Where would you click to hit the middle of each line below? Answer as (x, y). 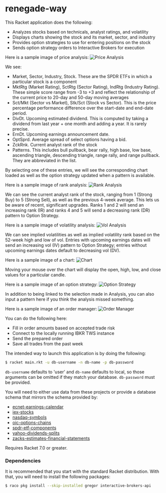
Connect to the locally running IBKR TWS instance (63, 333)
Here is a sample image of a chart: (40, 260)
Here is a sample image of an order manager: (51, 309)
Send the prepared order (38, 338)
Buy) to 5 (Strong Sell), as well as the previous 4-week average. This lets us (82, 200)
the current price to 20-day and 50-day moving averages (70, 97)
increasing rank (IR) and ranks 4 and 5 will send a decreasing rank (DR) (78, 210)
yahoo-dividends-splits (36, 433)
